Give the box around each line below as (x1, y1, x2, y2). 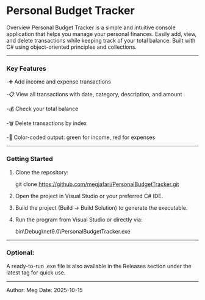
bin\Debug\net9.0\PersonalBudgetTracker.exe (15, 227, 131, 235)
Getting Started (6, 155, 53, 163)
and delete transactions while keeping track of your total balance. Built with (6, 37, 196, 44)
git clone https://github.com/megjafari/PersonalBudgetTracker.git (15, 180, 179, 188)
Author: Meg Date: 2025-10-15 (6, 286, 83, 293)
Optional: (6, 248, 35, 257)
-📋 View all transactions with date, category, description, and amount (6, 91, 182, 98)
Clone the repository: (15, 168, 69, 176)
